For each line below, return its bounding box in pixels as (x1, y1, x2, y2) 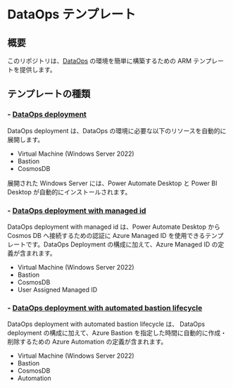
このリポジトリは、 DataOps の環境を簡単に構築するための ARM (7, 57, 192, 65)
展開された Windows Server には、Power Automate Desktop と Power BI (7, 179, 218, 187)
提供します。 (19, 65, 56, 74)
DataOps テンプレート (7, 6, 136, 23)
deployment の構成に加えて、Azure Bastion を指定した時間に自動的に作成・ (7, 329, 227, 337)
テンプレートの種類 (7, 88, 91, 100)
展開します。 (7, 135, 44, 144)
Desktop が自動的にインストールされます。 (7, 187, 132, 196)
